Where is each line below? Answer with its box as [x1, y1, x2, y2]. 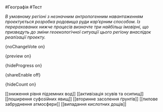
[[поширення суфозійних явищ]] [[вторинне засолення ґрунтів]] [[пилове [5, 96, 158, 102]
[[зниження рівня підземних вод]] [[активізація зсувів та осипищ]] [5, 91, 144, 96]
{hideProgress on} [5, 63, 42, 68]
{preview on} [5, 53, 31, 59]
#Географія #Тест [5, 4, 42, 10]
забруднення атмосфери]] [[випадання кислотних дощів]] [5, 101, 127, 107]
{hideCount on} [5, 81, 36, 87]
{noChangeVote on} [5, 44, 45, 49]
